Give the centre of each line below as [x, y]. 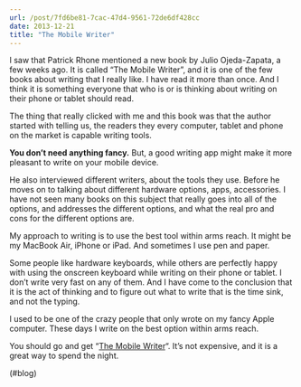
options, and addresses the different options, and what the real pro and [142, 209]
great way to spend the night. [64, 356]
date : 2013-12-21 [42, 26]
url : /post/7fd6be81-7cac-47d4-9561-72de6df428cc [105, 18]
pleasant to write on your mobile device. [84, 163]
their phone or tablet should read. [72, 99]
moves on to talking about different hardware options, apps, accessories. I [148, 190]
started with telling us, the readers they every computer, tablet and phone [146, 126]
